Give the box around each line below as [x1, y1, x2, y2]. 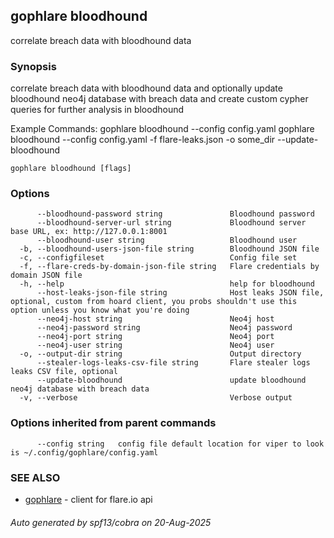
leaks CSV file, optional [10, 367, 118, 377]
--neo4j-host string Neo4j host [36, 314, 275, 324]
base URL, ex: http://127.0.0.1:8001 [10, 227, 168, 237]
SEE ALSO [10, 470, 61, 484]
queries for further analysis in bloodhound [10, 104, 184, 116]
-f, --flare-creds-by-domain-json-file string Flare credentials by [19, 262, 320, 272]
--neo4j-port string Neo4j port [36, 332, 275, 342]
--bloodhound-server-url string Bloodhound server [36, 218, 307, 228]
